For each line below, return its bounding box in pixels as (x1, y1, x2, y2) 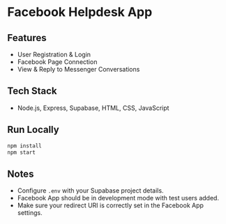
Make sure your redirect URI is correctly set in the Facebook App (17, 201, 204, 209)
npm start (7, 149, 36, 156)
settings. (17, 209, 43, 217)
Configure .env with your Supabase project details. (17, 186, 164, 195)
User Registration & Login (17, 50, 91, 58)
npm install (7, 142, 42, 150)
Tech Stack (7, 85, 57, 97)
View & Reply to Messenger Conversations (17, 65, 140, 73)
